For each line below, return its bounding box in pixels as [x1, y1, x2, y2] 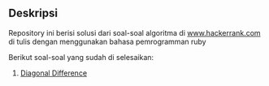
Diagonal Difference [20, 68, 88, 78]
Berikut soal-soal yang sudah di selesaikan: [8, 52, 154, 62]
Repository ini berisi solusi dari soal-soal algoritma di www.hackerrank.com [8, 28, 262, 37]
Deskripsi [8, 6, 59, 20]
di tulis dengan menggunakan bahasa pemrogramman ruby [8, 37, 206, 46]
